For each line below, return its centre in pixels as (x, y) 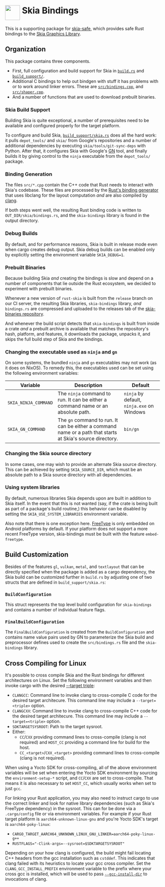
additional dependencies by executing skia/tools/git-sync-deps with (75, 146)
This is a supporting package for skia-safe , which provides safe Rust (74, 28)
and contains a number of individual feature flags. (55, 609)
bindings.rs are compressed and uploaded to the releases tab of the (75, 309)
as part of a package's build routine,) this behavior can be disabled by (76, 508)
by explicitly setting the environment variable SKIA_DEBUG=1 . (65, 254)
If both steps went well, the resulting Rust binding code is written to (73, 210)
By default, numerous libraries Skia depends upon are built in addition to (78, 498)
